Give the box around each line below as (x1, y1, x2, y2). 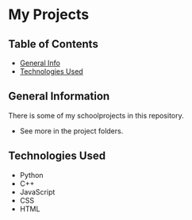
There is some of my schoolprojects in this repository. (8, 110, 184, 120)
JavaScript (19, 187, 56, 196)
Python (19, 170, 44, 179)
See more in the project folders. (19, 125, 124, 136)
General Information (8, 90, 110, 103)
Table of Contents (8, 37, 99, 51)
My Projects (8, 6, 90, 24)
